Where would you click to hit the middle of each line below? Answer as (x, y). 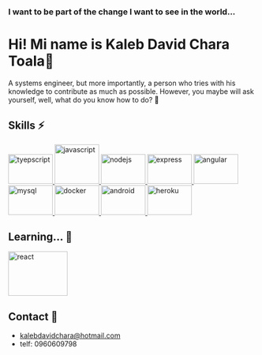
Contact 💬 (33, 317)
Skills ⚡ (26, 126)
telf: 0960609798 (48, 344)
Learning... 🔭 (40, 237)
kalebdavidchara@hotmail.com (70, 336)
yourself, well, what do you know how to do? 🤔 (84, 99)
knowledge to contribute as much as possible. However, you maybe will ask (131, 91)
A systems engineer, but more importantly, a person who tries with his (122, 83)
